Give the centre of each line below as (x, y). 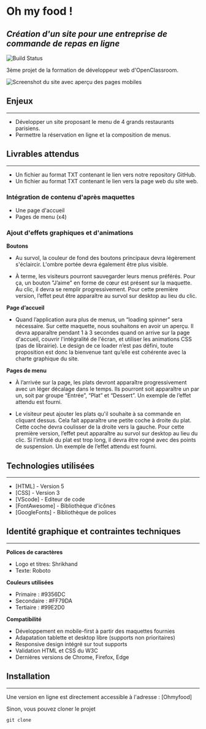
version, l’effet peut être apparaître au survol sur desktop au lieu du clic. (106, 296)
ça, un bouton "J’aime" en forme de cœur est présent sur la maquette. (103, 283)
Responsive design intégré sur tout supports (71, 644)
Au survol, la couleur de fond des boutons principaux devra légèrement (105, 258)
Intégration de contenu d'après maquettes (71, 197)
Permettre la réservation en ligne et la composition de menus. (93, 135)
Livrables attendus (43, 154)
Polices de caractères (35, 552)
